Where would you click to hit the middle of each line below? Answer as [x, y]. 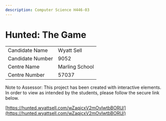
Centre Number [26, 75]
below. [12, 98]
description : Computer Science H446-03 [47, 10]
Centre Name [24, 67]
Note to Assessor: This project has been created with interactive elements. [83, 87]
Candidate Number [30, 58]
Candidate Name [28, 50]
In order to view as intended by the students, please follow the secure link [82, 93]
